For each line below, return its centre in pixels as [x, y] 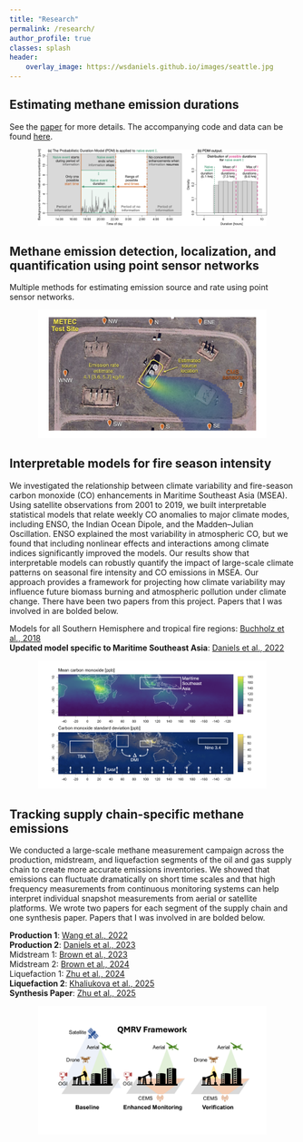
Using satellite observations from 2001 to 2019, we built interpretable [138, 504]
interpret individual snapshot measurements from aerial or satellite [133, 899]
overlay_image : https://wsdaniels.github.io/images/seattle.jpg [150, 67]
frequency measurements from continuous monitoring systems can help [144, 889]
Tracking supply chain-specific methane [127, 814]
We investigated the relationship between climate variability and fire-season [151, 485]
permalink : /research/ [52, 29]
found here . [31, 136]
